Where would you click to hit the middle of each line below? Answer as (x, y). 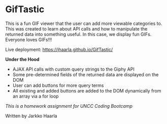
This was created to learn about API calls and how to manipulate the (76, 28)
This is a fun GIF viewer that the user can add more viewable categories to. (84, 23)
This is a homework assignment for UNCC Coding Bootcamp (69, 106)
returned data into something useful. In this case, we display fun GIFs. (78, 34)
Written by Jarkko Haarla (31, 116)
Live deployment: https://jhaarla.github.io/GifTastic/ (59, 49)
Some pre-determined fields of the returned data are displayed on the (86, 74)
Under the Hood (22, 59)
